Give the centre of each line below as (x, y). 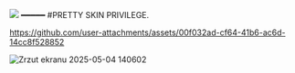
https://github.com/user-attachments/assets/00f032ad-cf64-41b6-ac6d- (147, 32)
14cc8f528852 (37, 42)
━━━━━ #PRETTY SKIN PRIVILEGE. (85, 15)
